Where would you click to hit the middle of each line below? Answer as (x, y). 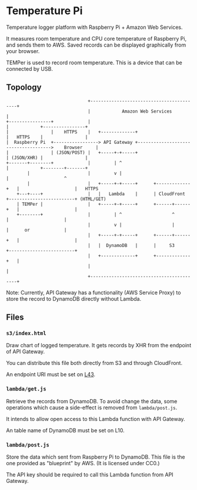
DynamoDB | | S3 (141, 245)
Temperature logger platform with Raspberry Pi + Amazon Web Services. (95, 27)
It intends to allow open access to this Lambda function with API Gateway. (96, 419)
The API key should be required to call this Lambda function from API (90, 475)
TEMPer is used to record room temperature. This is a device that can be (94, 63)
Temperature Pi (44, 11)
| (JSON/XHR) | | (47, 157)
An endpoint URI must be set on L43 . (51, 374)
